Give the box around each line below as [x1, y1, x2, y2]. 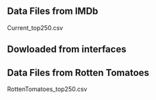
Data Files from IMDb [7, 5, 99, 17]
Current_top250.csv [7, 23, 64, 32]
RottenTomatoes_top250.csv [7, 85, 88, 93]
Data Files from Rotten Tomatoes [7, 66, 149, 78]
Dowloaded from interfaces [7, 44, 127, 55]
